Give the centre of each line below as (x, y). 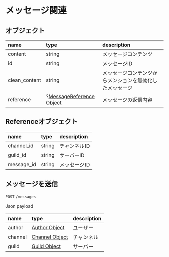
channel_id (21, 145)
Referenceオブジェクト (41, 122)
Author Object (48, 227)
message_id (22, 164)
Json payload (19, 206)
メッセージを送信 (32, 184)
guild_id (17, 155)
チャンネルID (75, 146)
